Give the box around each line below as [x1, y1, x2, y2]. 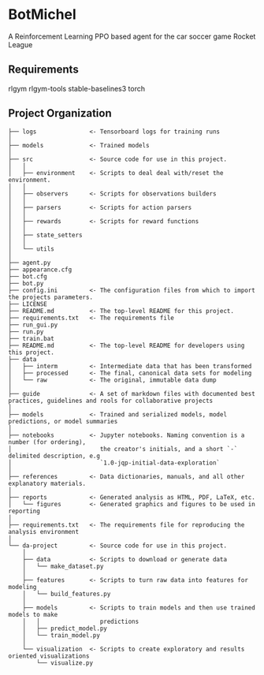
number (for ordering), [8, 438, 87, 446]
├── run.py [8, 327, 44, 336]
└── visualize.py [36, 658, 93, 667]
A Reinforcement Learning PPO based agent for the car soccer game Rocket [8, 32, 256, 41]
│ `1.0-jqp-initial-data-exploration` [8, 459, 221, 467]
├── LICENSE [8, 300, 47, 308]
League [8, 39, 33, 49]
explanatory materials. [8, 479, 87, 487]
